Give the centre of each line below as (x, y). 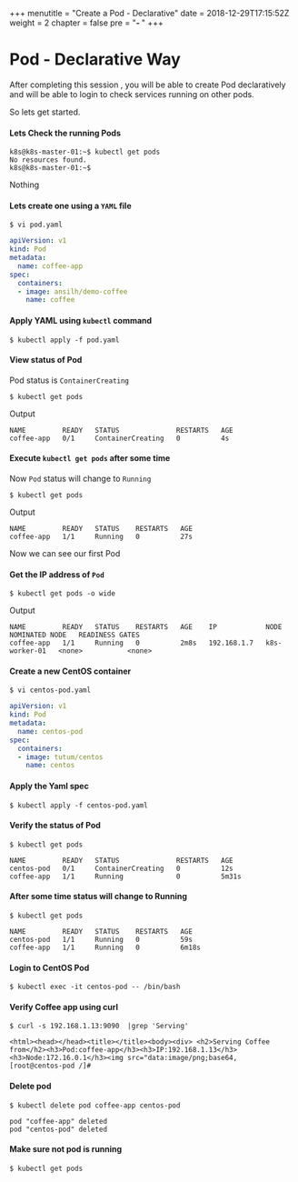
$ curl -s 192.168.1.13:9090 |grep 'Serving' (99, 1027)
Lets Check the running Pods (65, 133)
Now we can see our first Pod (65, 553)
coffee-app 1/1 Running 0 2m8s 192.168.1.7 (132, 643)
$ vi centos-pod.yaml (50, 690)
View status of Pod (46, 360)
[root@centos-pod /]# (50, 1066)
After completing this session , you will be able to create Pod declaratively (148, 85)
